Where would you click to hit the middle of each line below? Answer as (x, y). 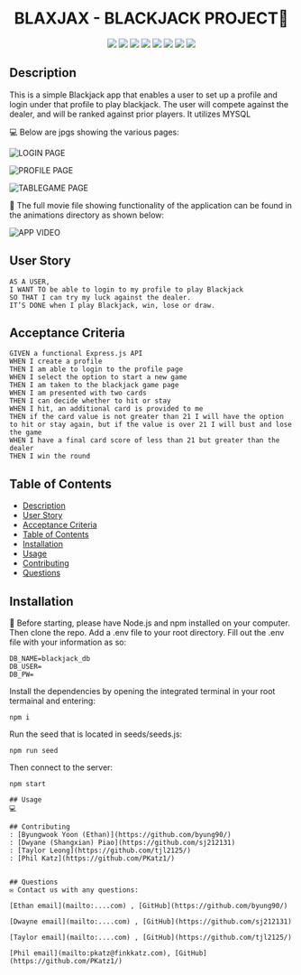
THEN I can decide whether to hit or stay (90, 401)
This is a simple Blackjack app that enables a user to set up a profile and (143, 95)
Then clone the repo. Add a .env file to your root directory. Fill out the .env (147, 632)
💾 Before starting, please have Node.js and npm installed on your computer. (150, 623)
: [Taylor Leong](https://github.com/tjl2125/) (100, 850)
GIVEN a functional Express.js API (76, 354)
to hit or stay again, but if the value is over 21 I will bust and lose (151, 425)
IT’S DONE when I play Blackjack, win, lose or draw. (113, 305)
